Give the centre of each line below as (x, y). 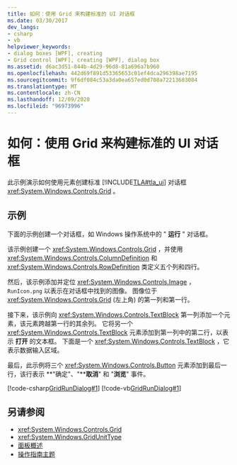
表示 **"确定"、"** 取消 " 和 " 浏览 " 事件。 (91, 374)
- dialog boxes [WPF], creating (55, 54)
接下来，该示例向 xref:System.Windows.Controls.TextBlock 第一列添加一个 (116, 314)
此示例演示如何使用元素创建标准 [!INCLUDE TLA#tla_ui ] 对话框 (97, 182)
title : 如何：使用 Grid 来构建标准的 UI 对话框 (71, 14)
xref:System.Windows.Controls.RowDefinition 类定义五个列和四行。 (105, 267)
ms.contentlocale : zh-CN (44, 93)
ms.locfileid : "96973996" (45, 106)
